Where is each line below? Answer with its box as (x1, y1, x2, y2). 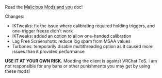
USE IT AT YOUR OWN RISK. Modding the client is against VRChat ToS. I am (5, 58, 158, 63)
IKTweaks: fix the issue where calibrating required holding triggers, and (12, 23, 155, 29)
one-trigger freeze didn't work (12, 28, 73, 33)
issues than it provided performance (12, 48, 85, 54)
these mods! (5, 68, 30, 74)
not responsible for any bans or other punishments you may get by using (5, 63, 150, 69)
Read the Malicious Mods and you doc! (5, 4, 83, 10)
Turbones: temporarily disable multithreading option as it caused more (12, 44, 153, 49)
